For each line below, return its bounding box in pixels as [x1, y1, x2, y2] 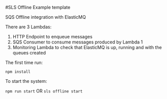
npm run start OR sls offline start [5, 88, 83, 94]
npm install [5, 69, 31, 74]
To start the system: [5, 78, 47, 84]
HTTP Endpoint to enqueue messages [12, 34, 93, 39]
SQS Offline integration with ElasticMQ [5, 14, 86, 20]
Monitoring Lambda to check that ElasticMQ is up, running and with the [12, 44, 162, 50]
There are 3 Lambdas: [5, 24, 52, 30]
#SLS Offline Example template [5, 5, 70, 10]
